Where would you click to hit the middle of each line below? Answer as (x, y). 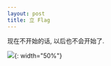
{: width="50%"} (38, 56)
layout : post (26, 14)
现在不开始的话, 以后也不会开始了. (56, 41)
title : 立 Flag (29, 20)
